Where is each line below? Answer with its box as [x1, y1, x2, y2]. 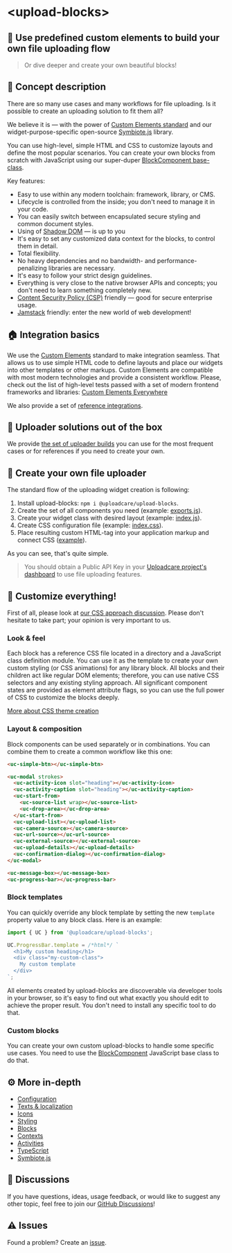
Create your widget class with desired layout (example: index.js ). [17, 514, 202, 522]
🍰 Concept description [7, 81, 106, 93]
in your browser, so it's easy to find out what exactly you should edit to [7, 994, 209, 1002]
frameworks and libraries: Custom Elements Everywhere [7, 388, 168, 396]
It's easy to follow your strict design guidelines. [17, 271, 152, 280]
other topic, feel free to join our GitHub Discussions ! [7, 1200, 156, 1208]
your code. [17, 205, 48, 213]
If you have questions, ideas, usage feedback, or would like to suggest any [7, 1192, 220, 1200]
